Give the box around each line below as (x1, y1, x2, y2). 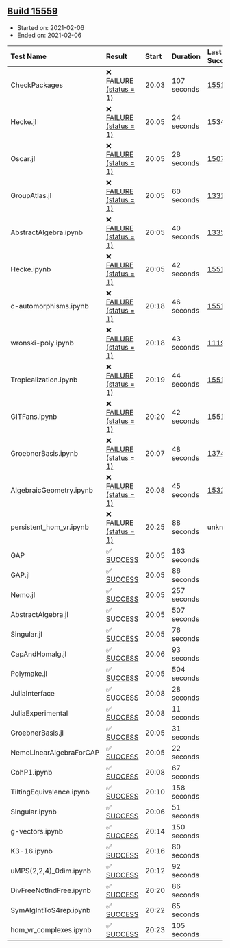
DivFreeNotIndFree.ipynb (10, 886, 91, 895)
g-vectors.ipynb (10, 826, 64, 836)
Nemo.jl (10, 590, 36, 599)
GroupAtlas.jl (10, 191, 52, 200)
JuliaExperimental (10, 708, 68, 718)
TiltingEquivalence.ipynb (10, 787, 90, 797)
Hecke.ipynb (10, 264, 51, 274)
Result (105, 51, 128, 61)
